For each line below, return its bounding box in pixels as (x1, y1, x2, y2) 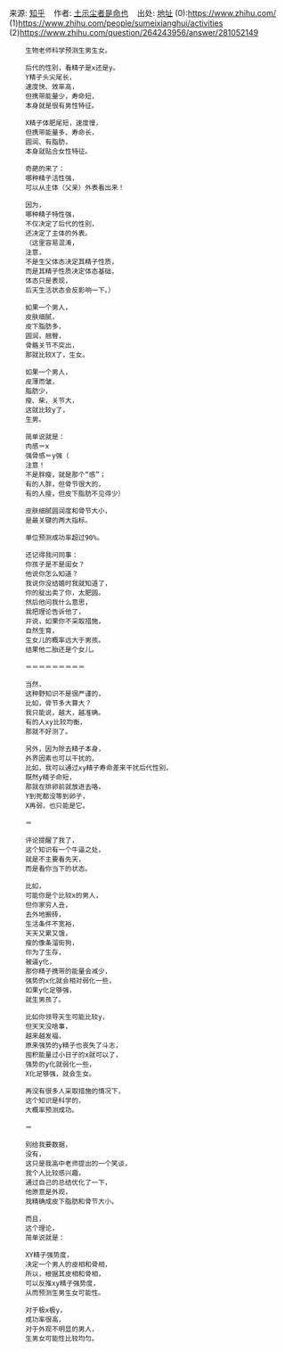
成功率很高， (25, 1315, 65, 1324)
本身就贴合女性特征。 (25, 147, 92, 156)
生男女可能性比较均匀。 (25, 1334, 99, 1343)
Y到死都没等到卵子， (25, 792, 89, 801)
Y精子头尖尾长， (25, 73, 77, 82)
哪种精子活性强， (25, 174, 78, 183)
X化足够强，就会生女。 (25, 1069, 96, 1078)
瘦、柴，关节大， (25, 396, 78, 405)
